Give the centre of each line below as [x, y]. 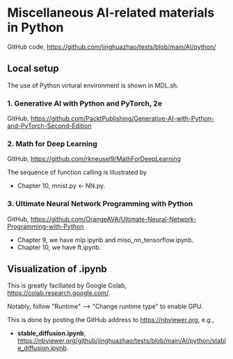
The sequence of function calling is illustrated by [77, 172]
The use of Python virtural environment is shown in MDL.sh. [93, 85]
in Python [35, 27]
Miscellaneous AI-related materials [111, 13]
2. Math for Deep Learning [52, 144]
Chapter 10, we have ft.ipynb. [59, 247]
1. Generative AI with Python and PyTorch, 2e [85, 103]
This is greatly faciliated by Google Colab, [67, 285]
